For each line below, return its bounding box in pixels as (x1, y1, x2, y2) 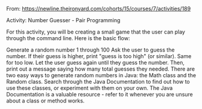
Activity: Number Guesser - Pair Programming (6, 17, 121, 23)
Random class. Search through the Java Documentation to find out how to (6, 78, 190, 85)
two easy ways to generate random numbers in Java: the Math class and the (6, 72, 197, 78)
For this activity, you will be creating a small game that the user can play (6, 28, 186, 35)
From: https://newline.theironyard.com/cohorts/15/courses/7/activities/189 (6, 5, 191, 12)
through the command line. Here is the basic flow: (6, 35, 130, 41)
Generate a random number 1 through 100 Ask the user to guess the (6, 46, 175, 53)
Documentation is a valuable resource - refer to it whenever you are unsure (6, 91, 193, 98)
